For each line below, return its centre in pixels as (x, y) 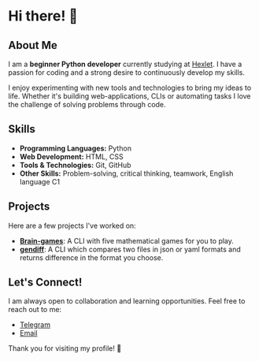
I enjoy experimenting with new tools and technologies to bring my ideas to (130, 87)
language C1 (40, 181)
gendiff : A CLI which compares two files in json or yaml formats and (130, 249)
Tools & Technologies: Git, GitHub (75, 165)
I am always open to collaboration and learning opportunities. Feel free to (127, 301)
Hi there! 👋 (43, 16)
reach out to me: (35, 310)
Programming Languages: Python (76, 148)
